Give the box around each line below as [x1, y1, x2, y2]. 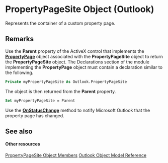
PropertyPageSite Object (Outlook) [5, 4, 154, 15]
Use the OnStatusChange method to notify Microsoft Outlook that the [5, 107, 150, 113]
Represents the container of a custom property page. [5, 20, 116, 26]
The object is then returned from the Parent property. [5, 88, 116, 94]
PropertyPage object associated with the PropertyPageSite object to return [5, 53, 163, 59]
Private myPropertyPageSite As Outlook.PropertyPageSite [5, 79, 127, 84]
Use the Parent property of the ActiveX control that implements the [5, 48, 144, 54]
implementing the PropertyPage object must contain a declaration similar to [5, 64, 162, 70]
